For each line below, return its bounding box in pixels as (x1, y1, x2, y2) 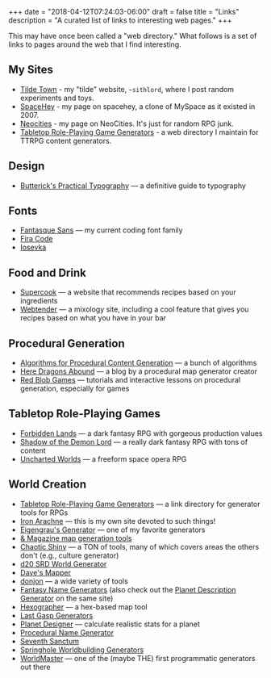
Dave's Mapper (19, 567, 71, 577)
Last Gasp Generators (19, 610, 94, 620)
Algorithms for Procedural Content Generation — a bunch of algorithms (19, 358, 257, 368)
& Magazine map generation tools (19, 533, 132, 543)
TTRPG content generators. (19, 136, 112, 145)
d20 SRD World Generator (19, 559, 107, 568)
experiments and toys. (19, 93, 94, 103)
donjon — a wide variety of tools (19, 576, 129, 586)
